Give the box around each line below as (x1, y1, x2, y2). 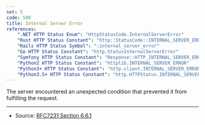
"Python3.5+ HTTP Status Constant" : (17, 71, 111, 77)
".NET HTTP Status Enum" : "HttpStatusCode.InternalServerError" (17, 32, 184, 38)
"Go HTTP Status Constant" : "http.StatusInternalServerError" (17, 49, 179, 55)
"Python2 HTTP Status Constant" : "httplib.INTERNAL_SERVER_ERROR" (17, 60, 190, 66)
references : (6, 26, 37, 32)
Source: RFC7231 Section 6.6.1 (15, 112, 92, 120)
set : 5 (6, 9, 23, 15)
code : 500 (6, 15, 32, 21)
